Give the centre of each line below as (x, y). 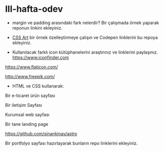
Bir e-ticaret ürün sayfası (30, 95)
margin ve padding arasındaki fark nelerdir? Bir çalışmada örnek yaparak (85, 23)
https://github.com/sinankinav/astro (41, 133)
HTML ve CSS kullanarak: (38, 86)
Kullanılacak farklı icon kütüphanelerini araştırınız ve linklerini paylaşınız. (85, 52)
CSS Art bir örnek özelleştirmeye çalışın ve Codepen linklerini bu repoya (85, 37)
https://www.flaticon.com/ (31, 67)
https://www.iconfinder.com (41, 57)
